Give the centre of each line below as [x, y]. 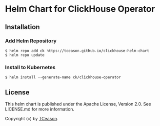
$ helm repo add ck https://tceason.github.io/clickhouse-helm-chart [77, 51]
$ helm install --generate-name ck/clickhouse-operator [63, 77]
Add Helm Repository [31, 41]
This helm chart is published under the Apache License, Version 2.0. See [78, 104]
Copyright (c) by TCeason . [32, 118]
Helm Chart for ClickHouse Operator [80, 9]
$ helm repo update [25, 55]
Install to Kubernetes [30, 67]
